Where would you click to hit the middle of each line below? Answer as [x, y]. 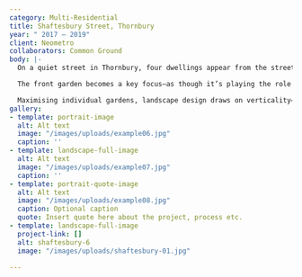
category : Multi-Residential [64, 18]
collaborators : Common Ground [66, 51]
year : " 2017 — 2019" [50, 34]
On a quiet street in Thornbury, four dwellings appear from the [142, 68]
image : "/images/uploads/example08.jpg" [94, 201]
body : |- [26, 59]
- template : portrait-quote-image [74, 184]
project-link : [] [50, 234]
